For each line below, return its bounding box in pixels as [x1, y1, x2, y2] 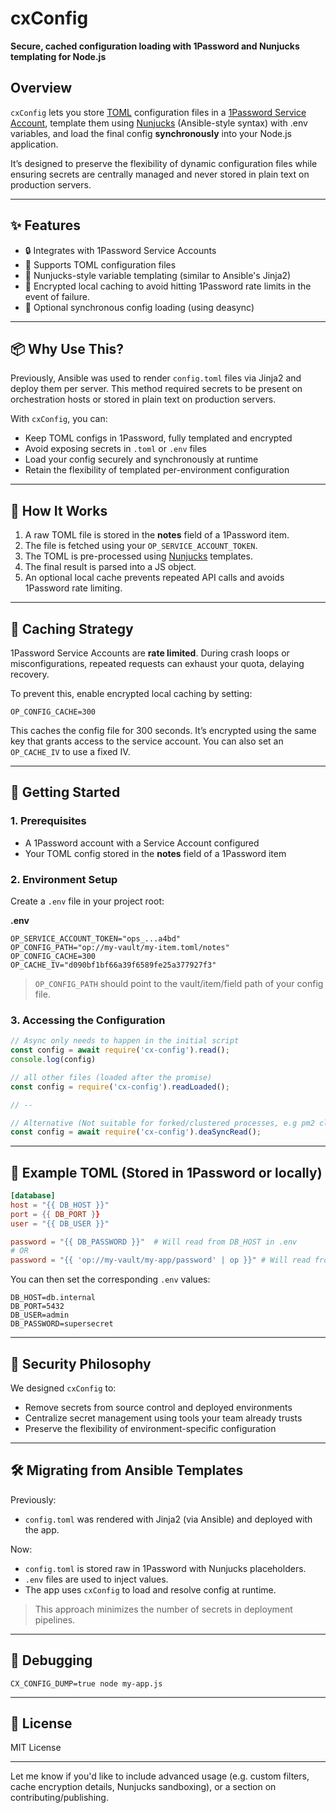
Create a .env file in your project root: [10, 895, 165, 907]
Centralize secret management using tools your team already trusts [24, 1412, 303, 1424]
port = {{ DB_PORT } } [10, 1209, 101, 1219]
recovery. [10, 668, 50, 680]
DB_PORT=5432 [10, 1302, 65, 1312]
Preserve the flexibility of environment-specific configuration [24, 1423, 277, 1435]
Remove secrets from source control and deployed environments [24, 1402, 293, 1414]
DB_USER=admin [10, 1310, 70, 1321]
